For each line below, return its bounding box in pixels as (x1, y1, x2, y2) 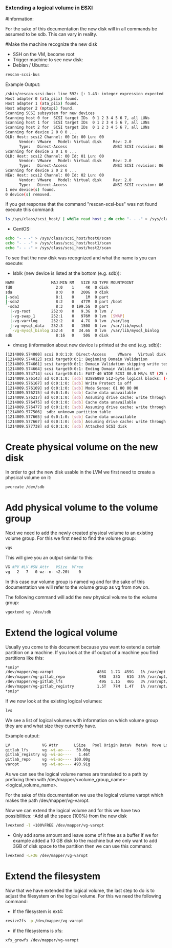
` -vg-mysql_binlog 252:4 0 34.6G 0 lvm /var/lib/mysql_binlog (10, 328, 159, 333)
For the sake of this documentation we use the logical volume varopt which (5, 792, 164, 798)
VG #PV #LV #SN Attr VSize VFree (5, 565, 83, 570)
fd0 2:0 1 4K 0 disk (5, 285, 109, 290)
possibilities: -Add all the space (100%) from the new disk (5, 813, 127, 819)
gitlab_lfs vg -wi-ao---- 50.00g (5, 747, 91, 752)
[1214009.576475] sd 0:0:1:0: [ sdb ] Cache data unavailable (5, 400, 137, 405)
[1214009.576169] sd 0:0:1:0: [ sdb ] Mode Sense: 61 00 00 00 (5, 385, 139, 391)
